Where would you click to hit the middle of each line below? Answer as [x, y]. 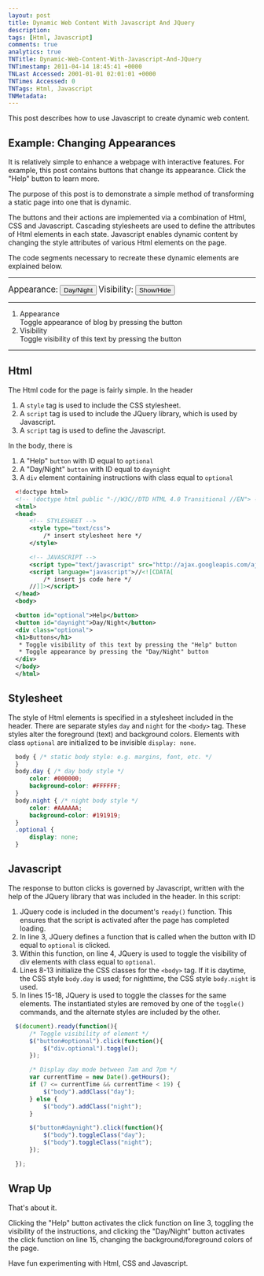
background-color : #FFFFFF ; [75, 786]
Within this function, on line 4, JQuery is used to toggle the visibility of [133, 953]
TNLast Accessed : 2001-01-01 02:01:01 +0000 [82, 74]
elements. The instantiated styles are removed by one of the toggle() [132, 1003]
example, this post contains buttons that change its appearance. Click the [127, 171]
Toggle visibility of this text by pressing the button [101, 339]
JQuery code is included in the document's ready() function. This [126, 911]
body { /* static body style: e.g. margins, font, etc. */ [114, 757]
